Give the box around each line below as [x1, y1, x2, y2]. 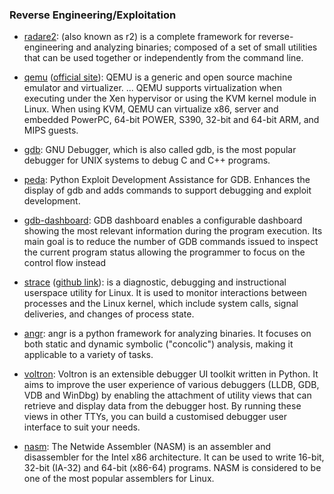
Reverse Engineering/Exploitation [9, 8, 177, 22]
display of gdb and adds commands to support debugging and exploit [23, 184, 312, 197]
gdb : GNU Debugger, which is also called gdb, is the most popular [23, 144, 297, 156]
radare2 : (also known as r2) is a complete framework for [23, 31, 257, 43]
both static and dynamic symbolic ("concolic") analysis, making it [23, 338, 294, 350]
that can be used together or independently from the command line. [23, 52, 304, 64]
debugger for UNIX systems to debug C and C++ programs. [23, 154, 271, 167]
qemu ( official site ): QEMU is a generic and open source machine [23, 71, 293, 83]
